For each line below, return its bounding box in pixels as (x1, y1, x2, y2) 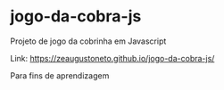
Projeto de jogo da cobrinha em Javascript (10, 36, 167, 46)
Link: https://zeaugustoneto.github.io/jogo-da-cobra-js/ (10, 53, 215, 63)
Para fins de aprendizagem (10, 70, 110, 81)
